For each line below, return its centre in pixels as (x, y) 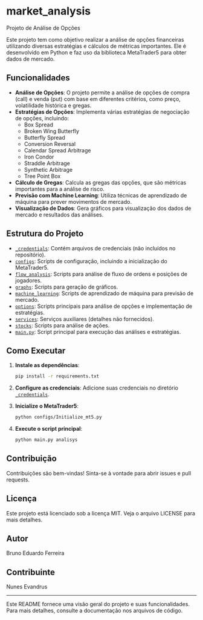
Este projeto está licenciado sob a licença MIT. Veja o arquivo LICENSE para (101, 513)
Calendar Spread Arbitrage (57, 150)
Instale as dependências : (47, 365)
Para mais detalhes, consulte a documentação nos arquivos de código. (95, 611)
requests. (18, 480)
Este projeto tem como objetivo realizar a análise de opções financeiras (95, 39)
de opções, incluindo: (42, 118)
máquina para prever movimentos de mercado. (73, 201)
